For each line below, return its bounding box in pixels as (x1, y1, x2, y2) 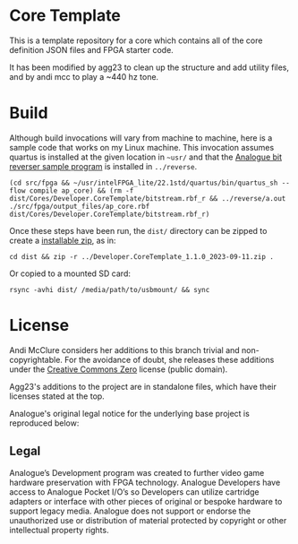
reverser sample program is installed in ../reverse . (9, 160, 198, 171)
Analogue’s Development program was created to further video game (9, 467, 265, 478)
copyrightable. (9, 354, 63, 365)
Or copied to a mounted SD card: (9, 268, 132, 279)
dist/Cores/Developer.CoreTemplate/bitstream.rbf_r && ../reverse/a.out (9, 194, 286, 203)
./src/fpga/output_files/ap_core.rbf (9, 202, 150, 211)
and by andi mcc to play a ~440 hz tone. (9, 71, 159, 82)
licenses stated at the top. (9, 391, 105, 402)
